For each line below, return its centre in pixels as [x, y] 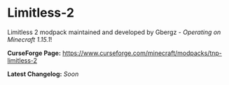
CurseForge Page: [34, 53]
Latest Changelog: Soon [43, 74]
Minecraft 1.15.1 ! [30, 39]
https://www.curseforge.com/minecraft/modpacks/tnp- [143, 53]
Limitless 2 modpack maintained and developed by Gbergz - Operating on [114, 32]
